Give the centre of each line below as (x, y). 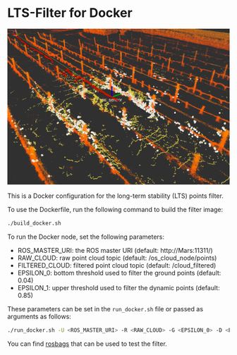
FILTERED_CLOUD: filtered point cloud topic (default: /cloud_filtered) (117, 265)
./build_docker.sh (34, 223)
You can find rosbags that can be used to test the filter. (87, 344)
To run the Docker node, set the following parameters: (86, 237)
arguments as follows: (39, 316)
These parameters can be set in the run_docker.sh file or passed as (105, 309)
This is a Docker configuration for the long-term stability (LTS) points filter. (115, 196)
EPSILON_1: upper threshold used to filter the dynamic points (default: (119, 287)
